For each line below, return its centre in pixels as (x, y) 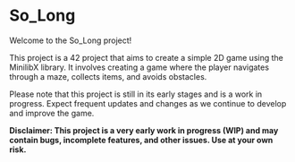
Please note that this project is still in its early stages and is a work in (136, 94)
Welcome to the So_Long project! (71, 40)
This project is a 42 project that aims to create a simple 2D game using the (146, 57)
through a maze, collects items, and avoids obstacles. (108, 76)
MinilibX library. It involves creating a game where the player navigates (139, 67)
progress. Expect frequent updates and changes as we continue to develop (148, 103)
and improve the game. (52, 113)
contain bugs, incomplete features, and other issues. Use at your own (141, 140)
